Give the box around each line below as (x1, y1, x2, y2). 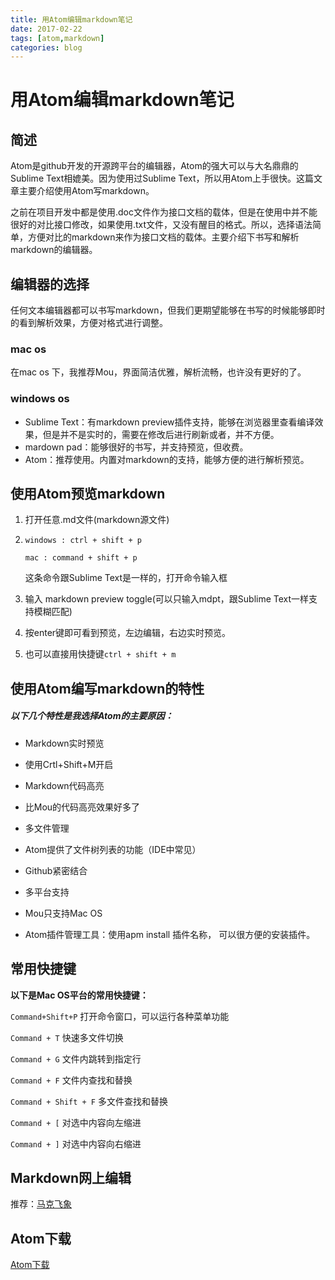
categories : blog (10, 42, 83, 53)
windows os (10, 392, 70, 406)
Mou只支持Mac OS (24, 907, 103, 919)
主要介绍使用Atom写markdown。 (18, 185, 155, 197)
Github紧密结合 (24, 864, 88, 876)
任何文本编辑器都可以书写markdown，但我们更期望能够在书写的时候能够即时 (10, 304, 326, 316)
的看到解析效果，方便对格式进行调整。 (10, 317, 168, 329)
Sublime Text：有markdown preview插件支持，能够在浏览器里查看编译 (24, 416, 315, 428)
